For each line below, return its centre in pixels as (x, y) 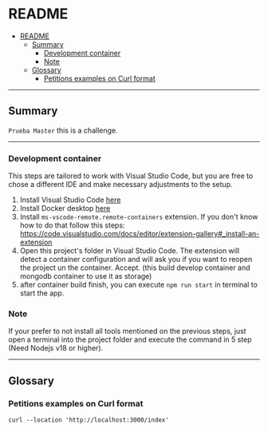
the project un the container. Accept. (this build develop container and (135, 268)
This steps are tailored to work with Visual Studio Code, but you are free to (131, 176)
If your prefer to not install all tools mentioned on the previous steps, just (127, 331)
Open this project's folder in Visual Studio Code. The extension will (130, 251)
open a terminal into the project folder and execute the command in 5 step (130, 339)
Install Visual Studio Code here (70, 200)
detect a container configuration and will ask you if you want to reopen (136, 260)
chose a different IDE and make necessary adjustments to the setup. (120, 184)
